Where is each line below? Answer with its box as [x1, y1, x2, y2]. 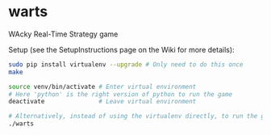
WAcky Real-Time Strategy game [8, 29, 119, 39]
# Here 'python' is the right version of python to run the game [8, 90, 232, 99]
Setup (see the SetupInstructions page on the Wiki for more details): [8, 44, 236, 54]
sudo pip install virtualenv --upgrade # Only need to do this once [8, 60, 244, 69]
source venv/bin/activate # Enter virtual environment [8, 82, 197, 91]
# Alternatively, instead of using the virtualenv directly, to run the [8, 112, 258, 120]
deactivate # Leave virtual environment [8, 98, 197, 106]
